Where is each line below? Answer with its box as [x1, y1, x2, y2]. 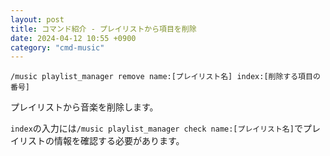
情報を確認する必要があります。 [53, 135, 185, 147]
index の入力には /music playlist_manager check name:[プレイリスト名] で [10, 122, 303, 135]
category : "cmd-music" [10, 42, 105, 53]
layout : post [10, 14, 65, 25]
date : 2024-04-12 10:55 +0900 [10, 33, 137, 43]
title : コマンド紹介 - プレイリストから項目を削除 [10, 24, 197, 34]
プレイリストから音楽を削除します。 [10, 101, 159, 113]
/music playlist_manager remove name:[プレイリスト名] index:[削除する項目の [10, 72, 321, 82]
